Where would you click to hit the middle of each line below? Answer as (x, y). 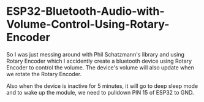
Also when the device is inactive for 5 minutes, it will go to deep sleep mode (102, 86)
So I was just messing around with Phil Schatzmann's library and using (96, 54)
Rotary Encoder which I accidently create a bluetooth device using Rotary (99, 61)
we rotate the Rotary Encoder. (44, 74)
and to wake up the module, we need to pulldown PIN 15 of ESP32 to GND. (100, 92)
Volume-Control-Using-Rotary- (88, 24)
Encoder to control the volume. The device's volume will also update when (100, 67)
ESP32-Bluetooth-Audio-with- (85, 11)
